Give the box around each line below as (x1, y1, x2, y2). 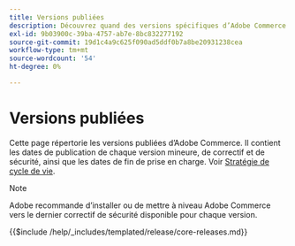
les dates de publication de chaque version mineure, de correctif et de (9, 147, 265, 158)
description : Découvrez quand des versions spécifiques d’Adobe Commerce (9, 21, 287, 30)
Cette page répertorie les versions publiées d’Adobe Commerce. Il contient (9, 137, 281, 148)
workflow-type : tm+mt (9, 46, 89, 55)
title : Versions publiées (9, 12, 104, 22)
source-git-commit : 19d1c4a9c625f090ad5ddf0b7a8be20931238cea (9, 37, 243, 47)
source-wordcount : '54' (9, 54, 97, 63)
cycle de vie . (9, 165, 56, 176)
